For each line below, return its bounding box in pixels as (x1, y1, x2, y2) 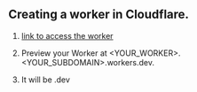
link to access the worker (20, 30, 114, 41)
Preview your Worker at (20, 48, 107, 58)
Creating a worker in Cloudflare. (8, 7, 190, 22)
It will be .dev (20, 74, 70, 85)
